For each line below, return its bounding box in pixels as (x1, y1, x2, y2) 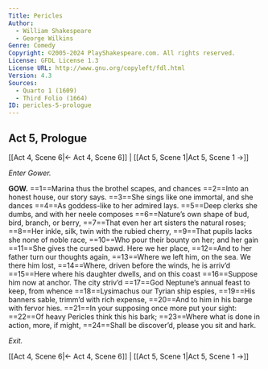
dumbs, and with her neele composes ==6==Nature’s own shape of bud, (8, 209, 249, 219)
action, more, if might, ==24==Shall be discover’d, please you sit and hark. (8, 320, 256, 330)
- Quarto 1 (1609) (15, 86, 78, 95)
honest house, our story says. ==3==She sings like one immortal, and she (8, 192, 254, 202)
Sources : (8, 79, 38, 87)
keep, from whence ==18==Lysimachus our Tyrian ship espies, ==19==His (8, 286, 256, 296)
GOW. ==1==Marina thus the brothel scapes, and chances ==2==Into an (8, 183, 249, 193)
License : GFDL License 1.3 (8, 57, 99, 65)
